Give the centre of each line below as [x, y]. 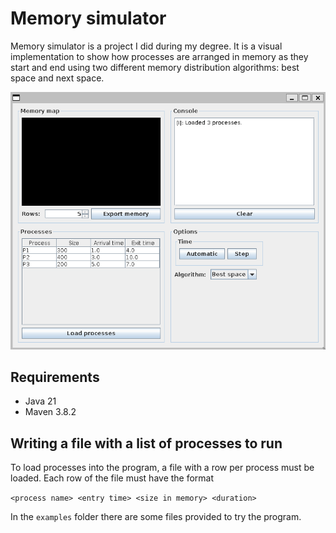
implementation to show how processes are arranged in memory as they [159, 56]
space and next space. [57, 78]
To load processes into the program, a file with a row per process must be [162, 468]
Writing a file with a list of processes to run [146, 443]
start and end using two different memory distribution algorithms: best [155, 67]
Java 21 [40, 401]
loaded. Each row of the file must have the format [112, 478]
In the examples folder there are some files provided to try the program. [156, 517]
